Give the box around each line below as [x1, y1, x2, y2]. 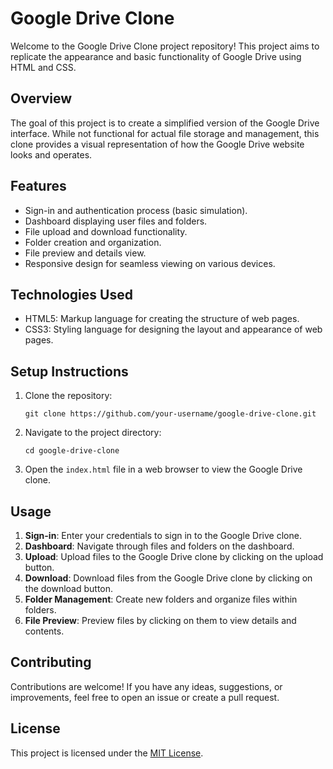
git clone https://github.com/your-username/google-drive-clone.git [24, 409, 317, 419]
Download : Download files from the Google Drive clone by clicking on [24, 572, 313, 584]
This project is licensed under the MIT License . [10, 747, 204, 759]
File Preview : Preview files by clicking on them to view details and [24, 615, 297, 626]
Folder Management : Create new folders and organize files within [24, 593, 298, 605]
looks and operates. [10, 148, 93, 161]
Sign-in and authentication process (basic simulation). [24, 204, 248, 216]
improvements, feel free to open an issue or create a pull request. [10, 691, 280, 703]
